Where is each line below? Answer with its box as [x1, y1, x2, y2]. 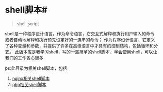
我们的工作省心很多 [5, 55, 44, 61]
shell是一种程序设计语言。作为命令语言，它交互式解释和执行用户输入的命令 [5, 31, 155, 36]
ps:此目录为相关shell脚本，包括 [5, 65, 67, 71]
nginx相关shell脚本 [12, 76, 50, 81]
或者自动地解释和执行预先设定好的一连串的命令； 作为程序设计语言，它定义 [5, 37, 155, 43]
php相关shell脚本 [12, 81, 47, 87]
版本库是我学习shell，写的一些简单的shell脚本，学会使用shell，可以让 [18, 49, 158, 55]
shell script [16, 20, 39, 27]
